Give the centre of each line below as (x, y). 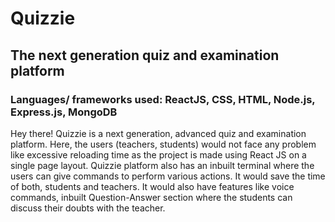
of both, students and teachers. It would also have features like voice (152, 186)
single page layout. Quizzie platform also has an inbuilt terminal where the (162, 165)
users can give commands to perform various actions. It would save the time (168, 176)
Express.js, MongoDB (64, 112)
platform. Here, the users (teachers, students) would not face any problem (163, 144)
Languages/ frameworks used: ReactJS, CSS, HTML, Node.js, (163, 99)
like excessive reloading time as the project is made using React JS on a (158, 154)
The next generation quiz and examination (145, 55)
